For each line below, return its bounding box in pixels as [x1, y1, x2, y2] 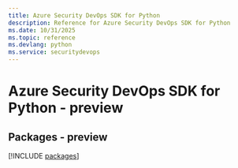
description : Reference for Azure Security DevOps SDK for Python [8, 19, 231, 27]
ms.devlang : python [8, 41, 73, 49]
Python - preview [8, 99, 124, 117]
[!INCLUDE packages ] [8, 151, 80, 160]
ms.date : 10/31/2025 [8, 26, 76, 34]
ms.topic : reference [8, 33, 76, 42]
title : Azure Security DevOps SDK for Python [8, 11, 160, 20]
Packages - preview [8, 130, 108, 144]
